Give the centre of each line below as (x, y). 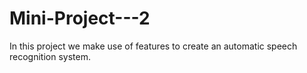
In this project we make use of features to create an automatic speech (153, 46)
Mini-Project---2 (80, 18)
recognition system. (50, 56)
